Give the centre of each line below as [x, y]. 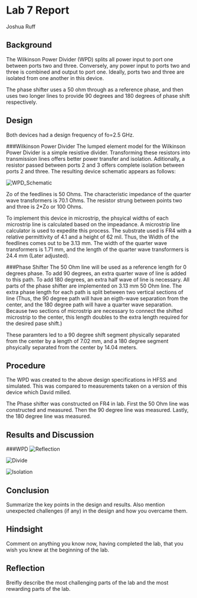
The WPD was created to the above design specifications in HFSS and [91, 380]
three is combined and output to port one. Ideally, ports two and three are [95, 72]
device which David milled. [39, 392]
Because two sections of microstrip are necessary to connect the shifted [94, 310]
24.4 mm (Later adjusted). [38, 255]
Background [29, 45]
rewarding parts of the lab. [38, 589]
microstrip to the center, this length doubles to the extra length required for [97, 317]
